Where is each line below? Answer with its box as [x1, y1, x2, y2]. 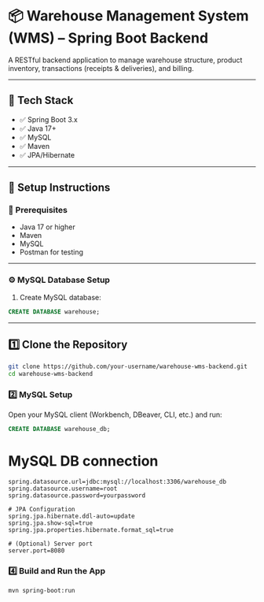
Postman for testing [19, 247, 84, 257]
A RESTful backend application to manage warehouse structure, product [8, 55, 243, 65]
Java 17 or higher [19, 222, 76, 232]
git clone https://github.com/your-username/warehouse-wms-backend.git [8, 362, 247, 371]
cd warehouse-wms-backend [8, 370, 93, 378]
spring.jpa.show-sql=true [8, 519, 93, 527]
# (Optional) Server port [8, 540, 93, 548]
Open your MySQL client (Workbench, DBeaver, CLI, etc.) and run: [8, 410, 222, 419]
